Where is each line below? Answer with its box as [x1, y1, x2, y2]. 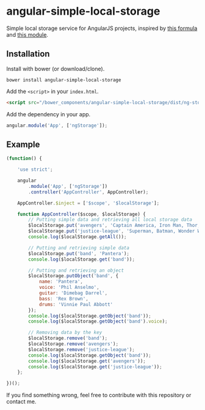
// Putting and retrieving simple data [28, 245, 130, 251]
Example [6, 139, 40, 149]
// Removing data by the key [28, 329, 103, 336]
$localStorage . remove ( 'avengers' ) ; [28, 341, 119, 347]
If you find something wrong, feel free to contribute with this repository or [6, 392, 192, 399]
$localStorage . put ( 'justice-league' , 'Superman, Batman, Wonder [28, 228, 195, 234]
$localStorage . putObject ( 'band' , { [28, 273, 119, 279]
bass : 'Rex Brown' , [38, 296, 88, 302]
